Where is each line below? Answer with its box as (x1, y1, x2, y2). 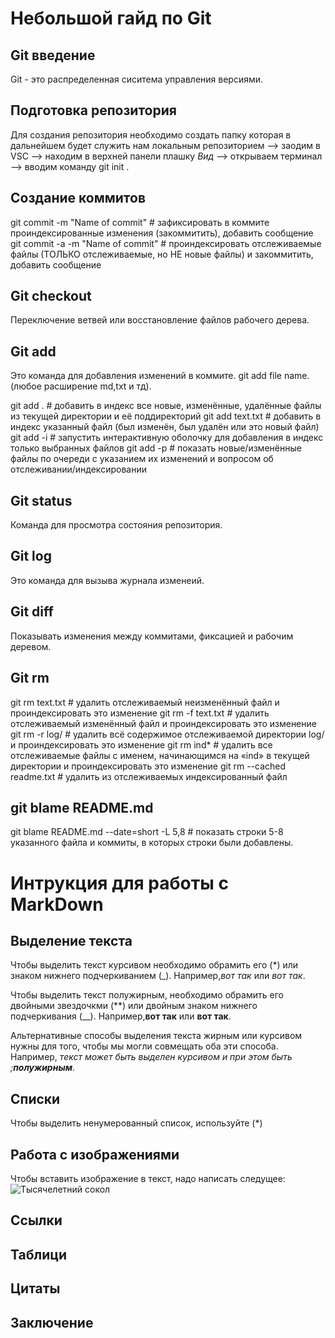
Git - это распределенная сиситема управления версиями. (10, 73, 264, 85)
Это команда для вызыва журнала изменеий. (10, 574, 205, 586)
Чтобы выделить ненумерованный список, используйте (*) (10, 1117, 263, 1129)
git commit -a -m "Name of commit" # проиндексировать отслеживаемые (10, 237, 322, 249)
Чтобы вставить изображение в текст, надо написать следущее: (10, 1172, 286, 1184)
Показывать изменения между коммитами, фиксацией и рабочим (10, 630, 294, 642)
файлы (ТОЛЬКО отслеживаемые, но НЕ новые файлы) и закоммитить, (10, 248, 314, 260)
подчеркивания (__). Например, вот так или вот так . (10, 1010, 232, 1022)
